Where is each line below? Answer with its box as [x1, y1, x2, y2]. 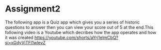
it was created [5, 35, 33, 40]
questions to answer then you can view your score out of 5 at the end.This [5, 24, 154, 30]
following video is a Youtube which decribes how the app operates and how [5, 29, 157, 35]
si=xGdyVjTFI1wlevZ [5, 39, 46, 45]
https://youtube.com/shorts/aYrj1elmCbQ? [34, 35, 119, 40]
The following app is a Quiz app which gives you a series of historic [5, 19, 140, 25]
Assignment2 [5, 3, 61, 14]
